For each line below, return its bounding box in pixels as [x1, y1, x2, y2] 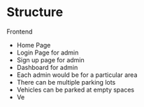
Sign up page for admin [16, 55, 85, 64]
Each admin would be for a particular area [16, 71, 138, 79]
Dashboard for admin [16, 63, 78, 71]
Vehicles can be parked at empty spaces [16, 85, 134, 94]
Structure [6, 4, 64, 20]
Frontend [6, 27, 33, 36]
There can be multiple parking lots [16, 78, 116, 86]
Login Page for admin [16, 48, 79, 57]
